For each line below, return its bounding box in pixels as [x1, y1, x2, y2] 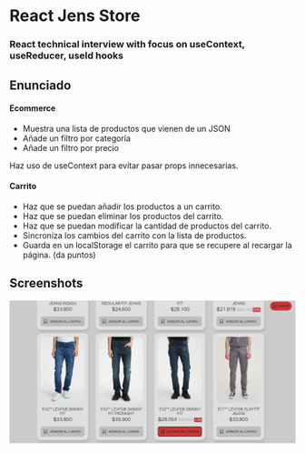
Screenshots [9, 276, 84, 291]
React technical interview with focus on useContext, [9, 38, 245, 51]
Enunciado [9, 77, 72, 93]
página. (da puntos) [22, 249, 97, 260]
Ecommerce [9, 103, 56, 114]
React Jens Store [9, 5, 141, 26]
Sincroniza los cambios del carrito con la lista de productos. [22, 229, 247, 241]
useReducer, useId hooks [9, 49, 124, 62]
